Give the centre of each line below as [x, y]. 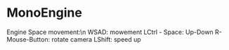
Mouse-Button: [28, 39]
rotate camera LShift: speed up [96, 39]
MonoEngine [44, 13]
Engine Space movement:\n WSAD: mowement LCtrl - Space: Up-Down [110, 32]
